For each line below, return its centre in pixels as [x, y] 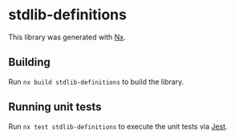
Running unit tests [55, 107]
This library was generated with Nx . [67, 37]
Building [29, 62]
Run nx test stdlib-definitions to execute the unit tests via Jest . [118, 126]
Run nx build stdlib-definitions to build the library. [96, 81]
